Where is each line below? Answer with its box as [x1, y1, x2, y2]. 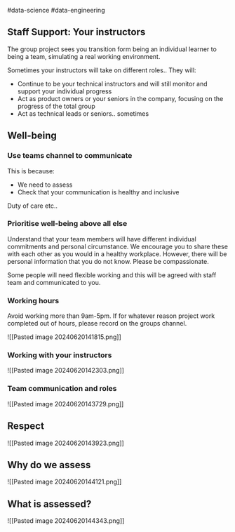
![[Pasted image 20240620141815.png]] [7, 333, 121, 341]
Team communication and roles [7, 384, 117, 394]
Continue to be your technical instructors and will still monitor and [17, 79, 208, 88]
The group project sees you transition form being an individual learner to [7, 45, 217, 53]
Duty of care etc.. [7, 201, 58, 210]
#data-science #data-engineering [7, 6, 105, 14]
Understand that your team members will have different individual [7, 234, 196, 243]
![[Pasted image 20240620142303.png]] [7, 366, 125, 375]
